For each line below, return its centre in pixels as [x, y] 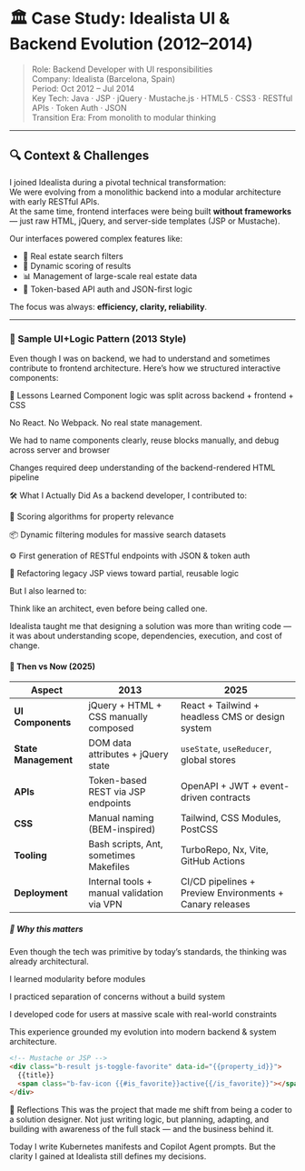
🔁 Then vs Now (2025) [53, 666]
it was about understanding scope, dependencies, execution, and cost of [146, 636]
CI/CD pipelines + [218, 882]
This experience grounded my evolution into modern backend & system [143, 1032]
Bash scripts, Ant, [126, 845]
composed [111, 728]
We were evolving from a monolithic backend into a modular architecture [145, 192]
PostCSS [199, 829]
